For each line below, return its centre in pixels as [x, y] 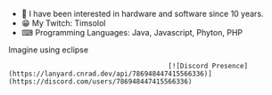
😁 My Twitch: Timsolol [63, 23]
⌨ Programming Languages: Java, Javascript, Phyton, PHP [132, 32]
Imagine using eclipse [49, 50]
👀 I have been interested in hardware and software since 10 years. [142, 14]
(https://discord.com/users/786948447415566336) [100, 82]
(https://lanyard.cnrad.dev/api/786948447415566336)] [111, 74]
